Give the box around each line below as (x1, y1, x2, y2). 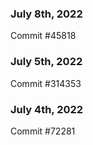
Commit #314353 (10, 77, 82, 89)
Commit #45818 (10, 30, 77, 42)
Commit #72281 (10, 125, 76, 137)
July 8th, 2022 (10, 7, 83, 21)
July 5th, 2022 (10, 55, 83, 69)
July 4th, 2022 (10, 102, 84, 116)
